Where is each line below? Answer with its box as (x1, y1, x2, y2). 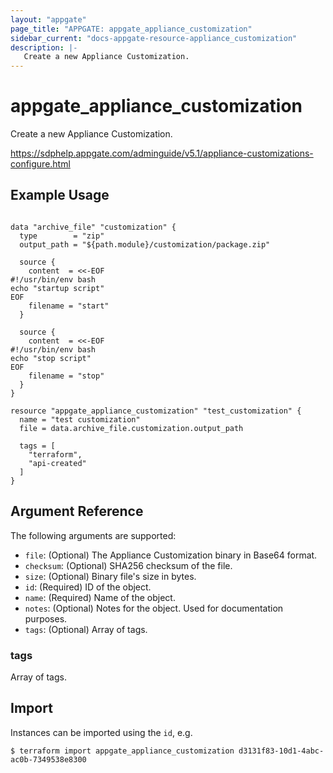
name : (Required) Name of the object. (24, 591, 176, 603)
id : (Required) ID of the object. (24, 581, 152, 593)
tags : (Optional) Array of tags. (24, 623, 148, 635)
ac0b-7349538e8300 (10, 754, 87, 765)
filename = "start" (28, 301, 110, 311)
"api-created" (28, 458, 87, 468)
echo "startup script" (10, 283, 105, 293)
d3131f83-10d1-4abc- (238, 746, 325, 756)
